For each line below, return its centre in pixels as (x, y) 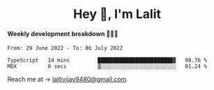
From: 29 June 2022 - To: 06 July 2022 (65, 48)
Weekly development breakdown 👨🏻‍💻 (63, 33)
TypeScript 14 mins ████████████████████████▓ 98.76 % (107, 61)
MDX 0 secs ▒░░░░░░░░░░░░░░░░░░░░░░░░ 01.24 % (107, 66)
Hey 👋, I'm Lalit (117, 14)
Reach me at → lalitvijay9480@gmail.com (67, 80)
